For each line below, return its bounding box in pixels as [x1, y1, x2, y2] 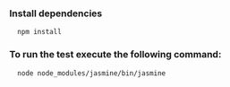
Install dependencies [9, 7, 103, 20]
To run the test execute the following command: [9, 48, 222, 61]
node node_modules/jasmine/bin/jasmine [17, 68, 166, 78]
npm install [17, 28, 63, 37]
